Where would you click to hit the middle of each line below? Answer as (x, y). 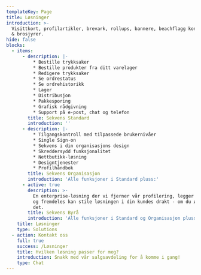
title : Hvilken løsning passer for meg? (68, 252)
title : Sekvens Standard (59, 118)
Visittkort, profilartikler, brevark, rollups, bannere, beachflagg (99, 29)
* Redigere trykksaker (61, 73)
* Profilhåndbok (53, 168)
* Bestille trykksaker (61, 62)
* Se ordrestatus (54, 79)
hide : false (21, 40)
